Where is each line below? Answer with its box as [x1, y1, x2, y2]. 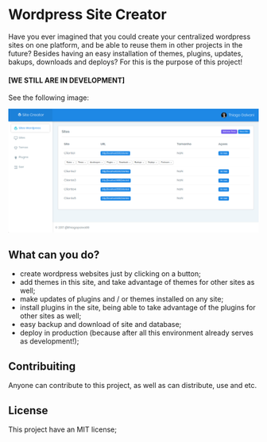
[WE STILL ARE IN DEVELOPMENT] [8, 75, 126, 85]
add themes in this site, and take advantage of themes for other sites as [19, 278, 255, 287]
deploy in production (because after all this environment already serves [19, 328, 254, 338]
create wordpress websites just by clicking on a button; [19, 269, 201, 279]
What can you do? [8, 248, 100, 262]
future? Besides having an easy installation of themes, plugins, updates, [8, 48, 244, 58]
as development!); [19, 336, 79, 346]
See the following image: [8, 93, 90, 102]
